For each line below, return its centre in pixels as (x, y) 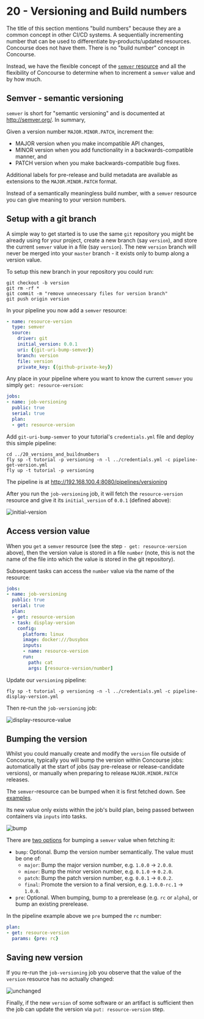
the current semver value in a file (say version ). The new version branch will (101, 247)
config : (27, 628)
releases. (18, 780)
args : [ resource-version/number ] (71, 668)
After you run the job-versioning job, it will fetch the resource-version (95, 494)
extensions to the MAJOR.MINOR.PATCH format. (62, 181)
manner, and (31, 156)
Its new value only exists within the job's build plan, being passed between (100, 810)
